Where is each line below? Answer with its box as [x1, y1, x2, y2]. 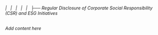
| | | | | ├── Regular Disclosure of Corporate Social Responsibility [5, 5, 153, 11]
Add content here [5, 26, 42, 32]
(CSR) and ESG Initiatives [5, 10, 58, 16]
